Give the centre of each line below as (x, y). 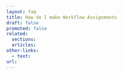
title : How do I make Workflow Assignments (62, 17)
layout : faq (21, 12)
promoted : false (27, 28)
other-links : (23, 51)
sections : (24, 39)
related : (17, 34)
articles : (24, 45)
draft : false (23, 23)
